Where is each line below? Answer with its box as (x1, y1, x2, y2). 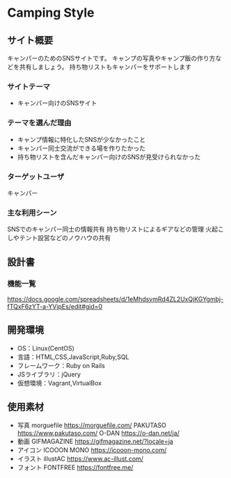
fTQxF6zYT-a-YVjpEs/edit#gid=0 (7, 302, 103, 310)
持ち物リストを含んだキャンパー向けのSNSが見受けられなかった (17, 152, 201, 161)
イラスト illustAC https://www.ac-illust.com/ (17, 454, 144, 463)
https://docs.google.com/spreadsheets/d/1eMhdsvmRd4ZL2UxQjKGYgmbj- (7, 294, 224, 303)
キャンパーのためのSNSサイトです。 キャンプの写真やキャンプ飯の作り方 (7, 54, 216, 62)
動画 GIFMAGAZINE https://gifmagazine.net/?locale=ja (17, 437, 174, 445)
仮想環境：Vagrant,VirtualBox (17, 379, 102, 387)
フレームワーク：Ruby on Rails (17, 361, 106, 369)
